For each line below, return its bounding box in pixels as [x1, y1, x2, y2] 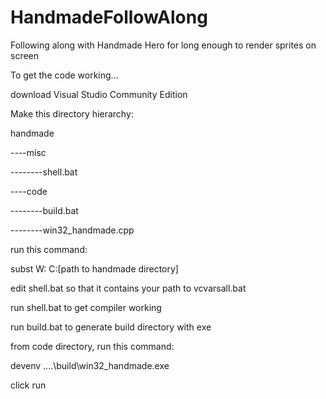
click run [10, 379, 47, 391]
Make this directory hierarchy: [10, 107, 134, 120]
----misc [10, 146, 47, 158]
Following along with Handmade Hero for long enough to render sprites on [10, 39, 317, 51]
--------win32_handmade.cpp [10, 224, 135, 236]
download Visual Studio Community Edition [10, 88, 188, 100]
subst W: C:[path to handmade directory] [10, 262, 179, 275]
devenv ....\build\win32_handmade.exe [10, 359, 170, 371]
